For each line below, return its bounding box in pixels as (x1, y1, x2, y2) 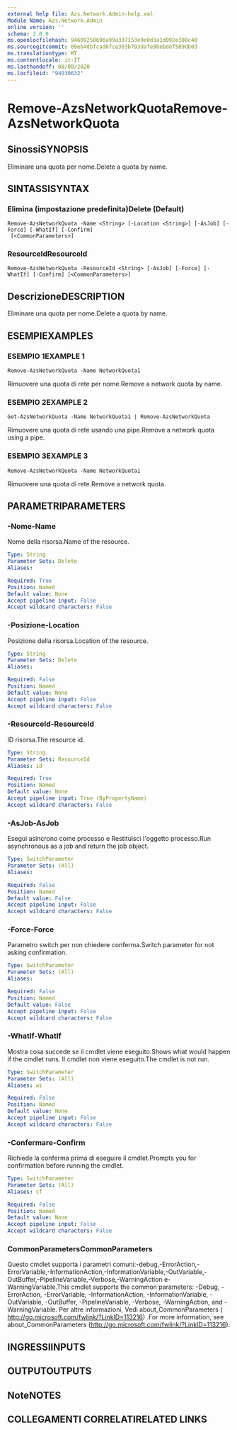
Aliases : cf (7, 1188, 42, 1195)
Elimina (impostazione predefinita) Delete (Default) (7, 203, 185, 213)
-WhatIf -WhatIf (7, 1031, 62, 1041)
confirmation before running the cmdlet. (7, 1161, 124, 1170)
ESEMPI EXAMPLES (7, 330, 93, 342)
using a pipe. (7, 433, 45, 442)
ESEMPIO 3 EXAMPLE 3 (7, 451, 88, 461)
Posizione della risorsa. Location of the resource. (7, 636, 149, 645)
